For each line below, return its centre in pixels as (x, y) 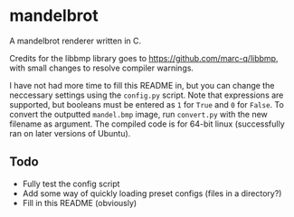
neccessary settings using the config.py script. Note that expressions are (147, 95)
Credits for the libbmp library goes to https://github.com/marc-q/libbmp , (144, 58)
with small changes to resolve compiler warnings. (102, 68)
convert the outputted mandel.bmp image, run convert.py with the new (139, 114)
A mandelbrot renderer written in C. (76, 41)
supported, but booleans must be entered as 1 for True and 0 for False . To (147, 104)
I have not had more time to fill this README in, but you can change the (142, 85)
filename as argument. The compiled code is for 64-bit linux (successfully (147, 124)
